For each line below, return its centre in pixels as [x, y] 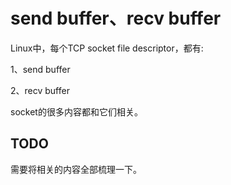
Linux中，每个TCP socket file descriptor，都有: [107, 48]
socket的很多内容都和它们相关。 [76, 111]
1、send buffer [40, 69]
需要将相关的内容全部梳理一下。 [76, 169]
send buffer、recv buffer [116, 18]
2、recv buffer [40, 90]
